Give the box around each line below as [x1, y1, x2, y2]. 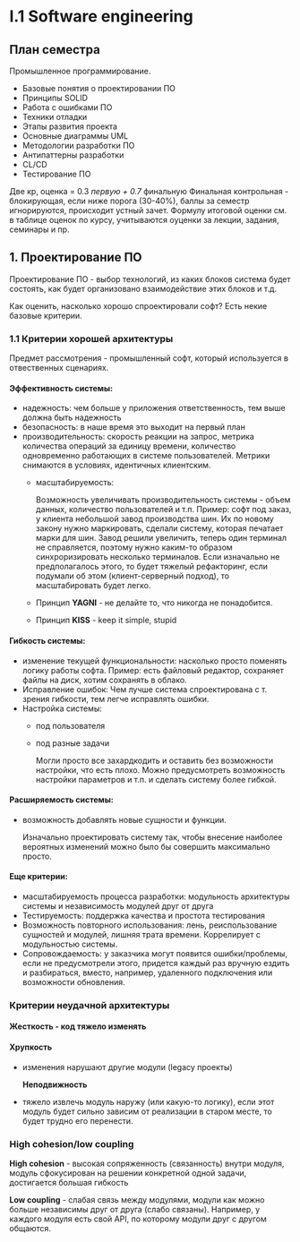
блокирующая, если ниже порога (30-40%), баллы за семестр [9, 195, 250, 206]
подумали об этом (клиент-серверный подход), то [35, 570, 230, 581]
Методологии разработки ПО [21, 141, 135, 150]
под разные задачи [35, 737, 110, 749]
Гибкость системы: [9, 635, 86, 646]
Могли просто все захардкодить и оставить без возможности [35, 755, 274, 766]
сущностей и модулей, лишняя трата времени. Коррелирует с [21, 929, 261, 939]
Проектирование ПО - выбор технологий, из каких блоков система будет [9, 273, 291, 284]
